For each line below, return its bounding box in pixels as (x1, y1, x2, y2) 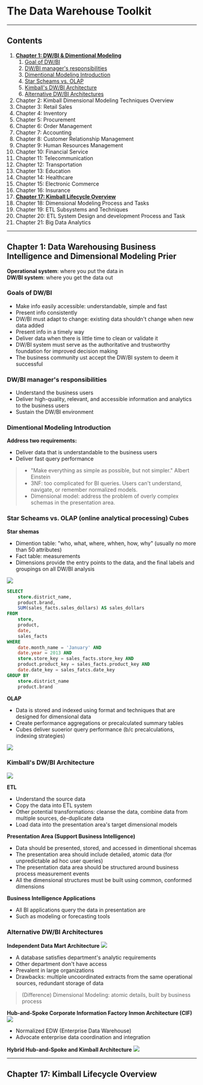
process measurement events (15, 870, 90, 877)
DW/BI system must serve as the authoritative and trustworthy (15, 341, 170, 348)
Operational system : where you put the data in (7, 267, 124, 274)
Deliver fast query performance (15, 455, 94, 463)
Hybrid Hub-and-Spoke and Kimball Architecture (7, 1046, 132, 1054)
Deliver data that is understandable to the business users (15, 449, 157, 456)
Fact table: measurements (15, 552, 81, 559)
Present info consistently (15, 309, 78, 316)
